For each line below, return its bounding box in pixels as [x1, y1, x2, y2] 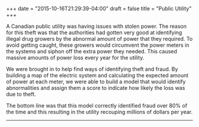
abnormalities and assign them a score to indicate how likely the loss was [6, 84, 185, 91]
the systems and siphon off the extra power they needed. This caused [6, 48, 178, 55]
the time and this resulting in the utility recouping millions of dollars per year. [6, 109, 193, 115]
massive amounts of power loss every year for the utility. [6, 54, 145, 61]
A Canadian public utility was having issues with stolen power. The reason [6, 23, 187, 30]
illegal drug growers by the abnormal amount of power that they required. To [6, 35, 193, 42]
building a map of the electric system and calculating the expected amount [6, 72, 189, 79]
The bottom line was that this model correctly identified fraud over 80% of [6, 102, 188, 109]
